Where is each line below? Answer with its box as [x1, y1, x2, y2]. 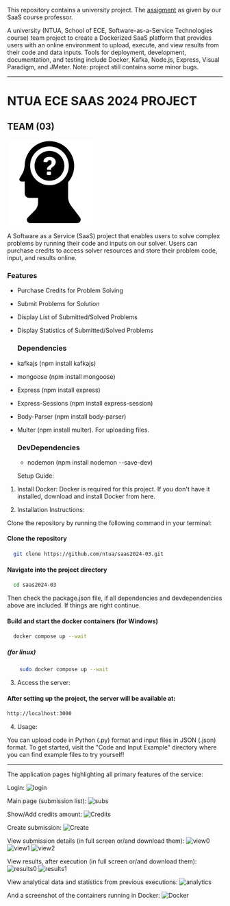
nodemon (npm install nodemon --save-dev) [27, 458, 153, 466]
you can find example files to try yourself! [7, 751, 125, 759]
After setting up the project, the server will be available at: [7, 694, 176, 702]
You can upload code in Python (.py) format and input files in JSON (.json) [7, 736, 216, 744]
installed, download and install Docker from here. [16, 492, 156, 500]
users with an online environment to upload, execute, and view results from [7, 41, 219, 49]
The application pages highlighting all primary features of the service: [7, 770, 204, 778]
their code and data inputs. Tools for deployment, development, [7, 48, 187, 56]
